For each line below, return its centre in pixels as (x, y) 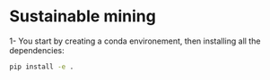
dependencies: (37, 50)
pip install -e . (42, 67)
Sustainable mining (83, 16)
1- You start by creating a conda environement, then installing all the (135, 41)
